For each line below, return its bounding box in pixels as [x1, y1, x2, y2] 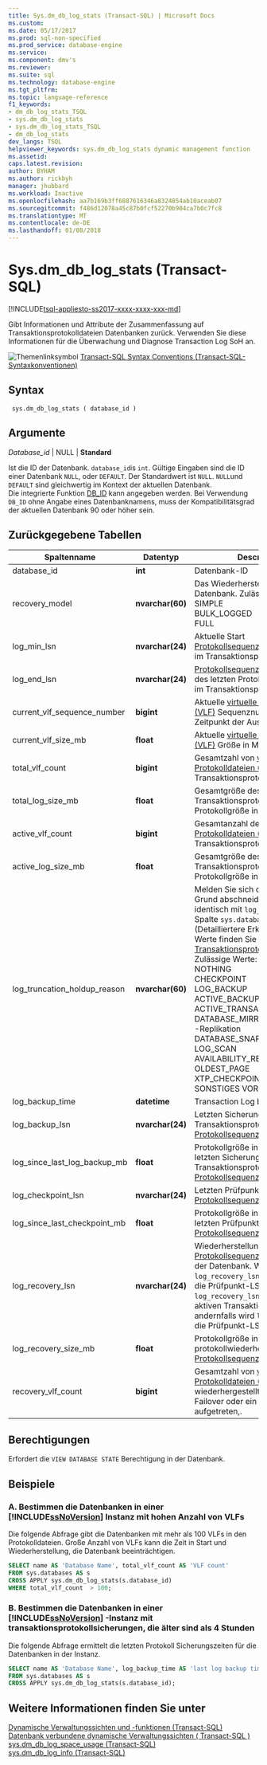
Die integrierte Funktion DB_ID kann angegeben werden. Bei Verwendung [8, 488, 249, 498]
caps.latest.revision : [8, 160, 83, 168]
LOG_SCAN [194, 1043, 237, 1054]
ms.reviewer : [8, 64, 52, 72]
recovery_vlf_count [12, 1386, 83, 1397]
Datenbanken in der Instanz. [8, 1649, 101, 1658]
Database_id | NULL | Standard [8, 447, 112, 457]
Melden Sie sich [194, 884, 254, 895]
